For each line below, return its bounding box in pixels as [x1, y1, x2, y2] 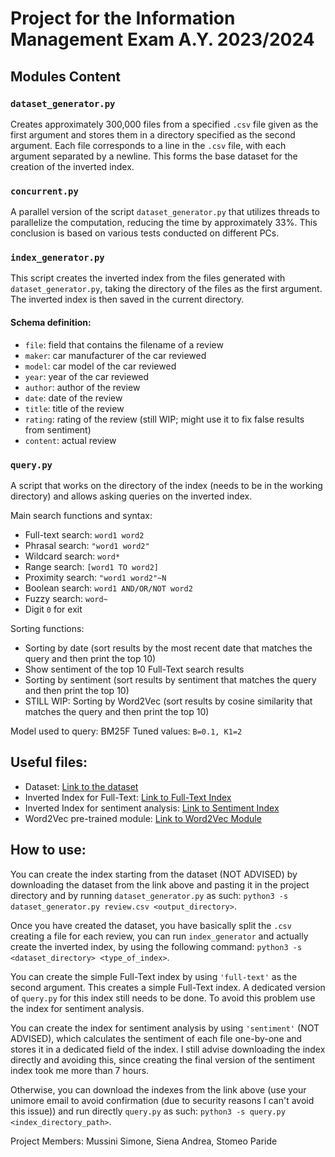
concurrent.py [10, 185, 79, 197]
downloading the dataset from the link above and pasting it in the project [10, 878, 310, 891]
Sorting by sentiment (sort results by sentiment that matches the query [24, 673, 317, 686]
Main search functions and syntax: [10, 509, 153, 521]
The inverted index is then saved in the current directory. [10, 293, 245, 306]
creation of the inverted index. [10, 160, 135, 172]
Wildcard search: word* [24, 550, 121, 562]
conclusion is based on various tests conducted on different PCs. [10, 227, 280, 239]
